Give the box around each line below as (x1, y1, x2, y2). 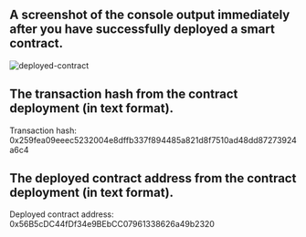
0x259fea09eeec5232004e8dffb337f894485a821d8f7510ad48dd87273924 (9, 134, 297, 145)
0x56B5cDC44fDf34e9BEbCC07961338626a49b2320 (9, 219, 215, 230)
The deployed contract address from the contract (9, 170, 297, 186)
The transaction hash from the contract (9, 87, 238, 102)
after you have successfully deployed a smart (9, 22, 276, 37)
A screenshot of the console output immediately (9, 7, 290, 23)
